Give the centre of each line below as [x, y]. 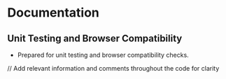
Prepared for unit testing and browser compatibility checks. [103, 55]
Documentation [54, 13]
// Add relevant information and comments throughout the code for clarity [113, 68]
